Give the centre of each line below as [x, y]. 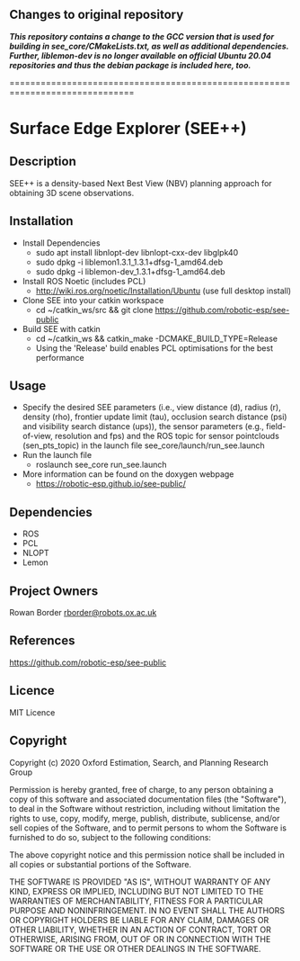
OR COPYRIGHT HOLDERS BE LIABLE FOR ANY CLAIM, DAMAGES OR [139, 920]
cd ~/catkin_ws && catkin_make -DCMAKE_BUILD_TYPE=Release [157, 338]
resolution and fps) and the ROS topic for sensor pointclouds [167, 436]
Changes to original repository [97, 15]
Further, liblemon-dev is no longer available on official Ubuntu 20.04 [141, 55]
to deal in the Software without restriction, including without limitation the [145, 808]
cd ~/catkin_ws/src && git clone [94, 310]
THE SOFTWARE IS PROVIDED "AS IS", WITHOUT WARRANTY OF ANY [140, 882]
